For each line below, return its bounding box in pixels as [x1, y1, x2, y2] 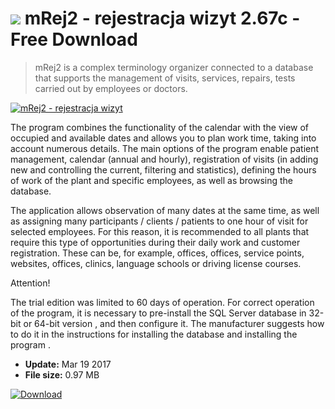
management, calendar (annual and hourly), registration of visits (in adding [10, 153, 319, 165]
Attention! [10, 277, 51, 289]
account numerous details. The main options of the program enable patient [10, 142, 320, 154]
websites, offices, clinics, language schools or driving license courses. [10, 257, 302, 269]
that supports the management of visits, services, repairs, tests [34, 72, 296, 84]
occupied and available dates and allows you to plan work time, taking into [10, 132, 317, 144]
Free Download [10, 28, 138, 51]
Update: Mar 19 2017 [24, 358, 112, 370]
